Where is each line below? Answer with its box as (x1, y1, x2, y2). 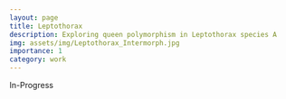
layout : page (9, 13, 59, 22)
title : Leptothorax (9, 22, 83, 31)
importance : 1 (9, 47, 63, 56)
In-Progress (9, 80, 54, 90)
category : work (9, 55, 67, 64)
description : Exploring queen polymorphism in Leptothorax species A (9, 30, 278, 39)
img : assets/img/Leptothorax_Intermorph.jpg (9, 38, 180, 48)
